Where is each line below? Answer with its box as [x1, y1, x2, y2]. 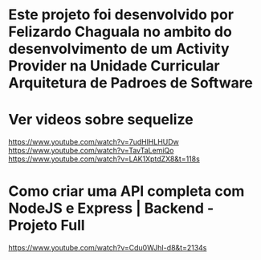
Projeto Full [8, 217, 86, 234]
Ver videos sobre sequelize [8, 111, 194, 129]
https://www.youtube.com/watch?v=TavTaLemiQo [8, 146, 174, 156]
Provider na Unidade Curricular [8, 57, 220, 75]
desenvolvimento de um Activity [8, 40, 230, 58]
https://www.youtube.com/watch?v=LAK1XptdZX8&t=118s [8, 154, 201, 164]
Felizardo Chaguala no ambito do [8, 22, 233, 41]
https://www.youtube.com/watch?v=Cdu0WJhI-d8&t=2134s [8, 243, 207, 253]
